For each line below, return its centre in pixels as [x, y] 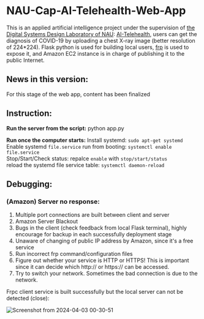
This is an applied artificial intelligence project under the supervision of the [100, 28]
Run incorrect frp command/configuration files [74, 254]
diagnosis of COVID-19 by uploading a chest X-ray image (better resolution [101, 40]
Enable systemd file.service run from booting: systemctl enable [89, 146]
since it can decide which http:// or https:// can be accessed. [92, 267]
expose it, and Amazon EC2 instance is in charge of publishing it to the [96, 53]
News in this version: [47, 79]
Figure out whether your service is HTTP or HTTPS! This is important [102, 260]
